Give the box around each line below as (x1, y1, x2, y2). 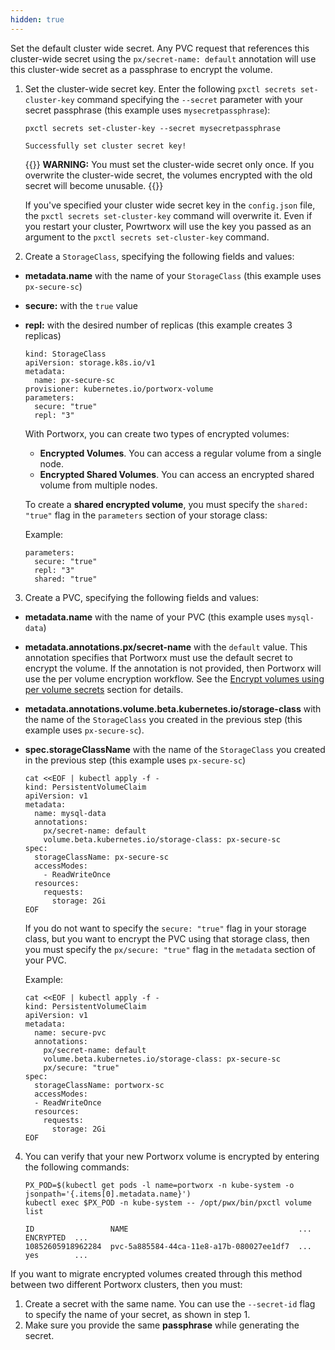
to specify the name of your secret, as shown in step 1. (24, 1308, 251, 1320)
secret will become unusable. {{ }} (24, 179, 164, 191)
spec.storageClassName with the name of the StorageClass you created (24, 743, 326, 755)
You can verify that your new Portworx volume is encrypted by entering (24, 1150, 320, 1162)
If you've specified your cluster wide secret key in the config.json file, (24, 199, 316, 211)
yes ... (24, 1250, 89, 1260)
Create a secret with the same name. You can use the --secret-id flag (24, 1297, 316, 1310)
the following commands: (24, 1161, 130, 1173)
